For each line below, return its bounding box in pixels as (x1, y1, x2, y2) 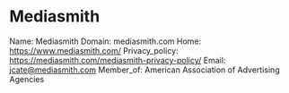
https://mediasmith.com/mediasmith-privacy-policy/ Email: (9, 55, 226, 65)
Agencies (9, 73, 45, 84)
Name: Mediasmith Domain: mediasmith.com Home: (9, 36, 202, 46)
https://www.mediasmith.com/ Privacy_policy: (9, 45, 179, 55)
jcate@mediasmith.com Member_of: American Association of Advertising (9, 64, 280, 75)
